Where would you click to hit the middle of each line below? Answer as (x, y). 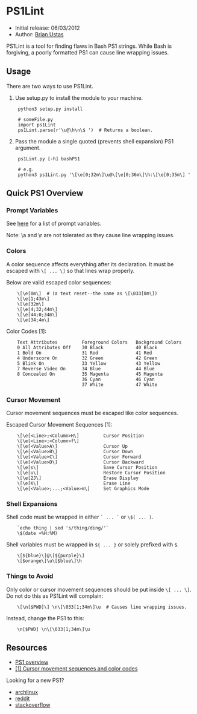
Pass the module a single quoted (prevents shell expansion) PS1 (94, 141)
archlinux (26, 692)
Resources (27, 648)
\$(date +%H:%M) (38, 534)
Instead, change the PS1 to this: (45, 618)
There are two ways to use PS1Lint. (50, 86)
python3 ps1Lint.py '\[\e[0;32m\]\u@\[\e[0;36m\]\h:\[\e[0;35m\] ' (104, 175)
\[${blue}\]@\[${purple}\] (51, 556)
